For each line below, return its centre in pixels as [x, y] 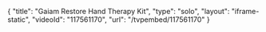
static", [19, 20]
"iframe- [245, 11]
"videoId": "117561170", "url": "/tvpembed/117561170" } [121, 20]
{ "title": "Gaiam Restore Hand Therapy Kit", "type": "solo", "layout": [119, 11]
